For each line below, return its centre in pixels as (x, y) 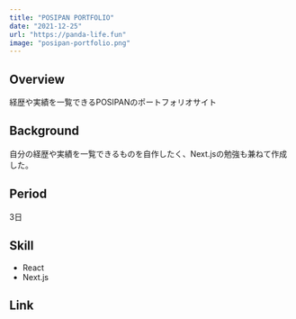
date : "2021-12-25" (46, 26)
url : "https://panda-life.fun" (68, 34)
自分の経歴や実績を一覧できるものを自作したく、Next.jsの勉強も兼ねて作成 (148, 153)
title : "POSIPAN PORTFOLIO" (62, 18)
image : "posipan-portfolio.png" (70, 43)
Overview (37, 79)
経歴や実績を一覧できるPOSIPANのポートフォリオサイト (113, 102)
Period (28, 194)
